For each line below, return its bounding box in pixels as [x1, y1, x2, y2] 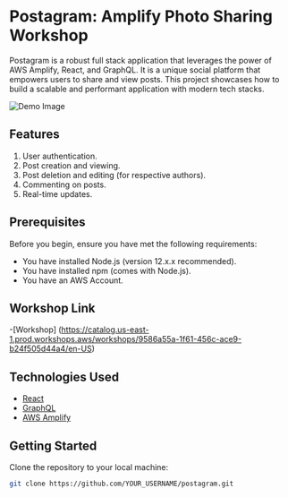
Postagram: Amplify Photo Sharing [9, 6, 273, 27]
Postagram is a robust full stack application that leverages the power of [9, 55, 273, 65]
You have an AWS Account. [21, 275, 123, 286]
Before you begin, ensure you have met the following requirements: [9, 238, 258, 249]
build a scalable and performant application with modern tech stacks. [9, 83, 265, 94]
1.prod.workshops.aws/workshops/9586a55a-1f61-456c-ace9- [9, 334, 242, 345]
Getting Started [9, 438, 97, 453]
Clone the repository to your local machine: [9, 462, 169, 472]
